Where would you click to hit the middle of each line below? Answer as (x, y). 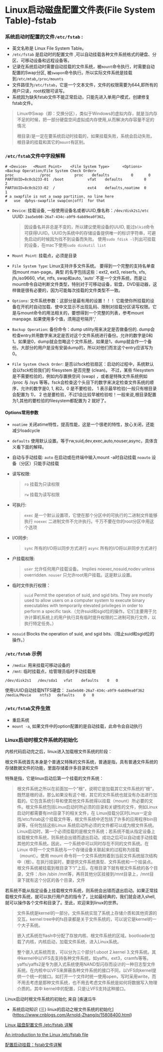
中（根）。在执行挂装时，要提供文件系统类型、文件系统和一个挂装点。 (86, 862)
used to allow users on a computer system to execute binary (84, 600)
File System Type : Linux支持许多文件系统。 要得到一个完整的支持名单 (81, 266)
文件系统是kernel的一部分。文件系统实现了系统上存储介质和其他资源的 (87, 913)
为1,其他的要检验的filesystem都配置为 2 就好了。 (60, 400)
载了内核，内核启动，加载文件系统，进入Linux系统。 (69, 941)
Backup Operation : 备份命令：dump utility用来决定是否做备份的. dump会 (83, 329)
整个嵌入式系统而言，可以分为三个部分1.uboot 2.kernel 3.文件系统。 (84, 952)
